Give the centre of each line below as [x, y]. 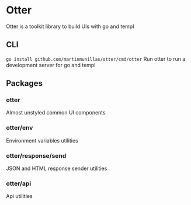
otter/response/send [36, 155]
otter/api [19, 183]
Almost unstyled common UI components [56, 113]
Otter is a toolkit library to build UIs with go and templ [70, 26]
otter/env [20, 128]
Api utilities [20, 196]
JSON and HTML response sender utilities [57, 168]
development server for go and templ [51, 65]
